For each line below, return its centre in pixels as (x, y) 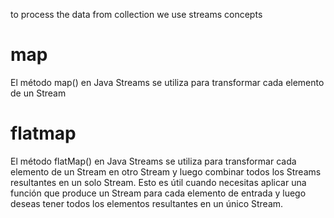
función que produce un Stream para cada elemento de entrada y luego (158, 193)
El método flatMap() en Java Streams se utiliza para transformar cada (153, 161)
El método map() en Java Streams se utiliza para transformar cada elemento (167, 82)
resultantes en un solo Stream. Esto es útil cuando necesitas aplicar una (158, 182)
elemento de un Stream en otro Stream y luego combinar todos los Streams (166, 171)
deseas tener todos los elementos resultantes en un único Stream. (147, 203)
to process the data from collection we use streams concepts (136, 14)
